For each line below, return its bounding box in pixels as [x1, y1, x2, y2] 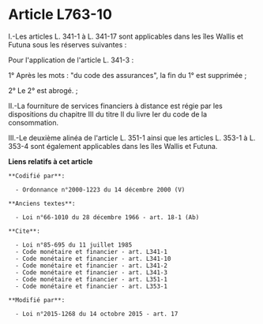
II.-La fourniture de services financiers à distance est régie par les [8, 101, 223, 110]
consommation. [8, 117, 59, 127]
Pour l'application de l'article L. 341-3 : [8, 55, 134, 65]
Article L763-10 [8, 6, 113, 24]
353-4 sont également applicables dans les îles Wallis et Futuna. [8, 141, 218, 151]
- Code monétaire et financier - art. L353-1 [15, 282, 168, 290]
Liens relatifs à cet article [8, 156, 93, 166]
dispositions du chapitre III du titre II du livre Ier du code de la [8, 109, 208, 119]
